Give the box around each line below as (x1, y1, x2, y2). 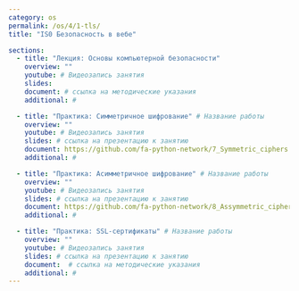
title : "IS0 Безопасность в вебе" (8, 29, 137, 38)
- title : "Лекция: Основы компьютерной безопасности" (16, 54, 220, 63)
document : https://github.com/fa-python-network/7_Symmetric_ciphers (24, 145, 289, 154)
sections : (8, 46, 46, 54)
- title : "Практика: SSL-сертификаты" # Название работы (16, 227, 233, 237)
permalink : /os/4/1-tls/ (8, 21, 101, 30)
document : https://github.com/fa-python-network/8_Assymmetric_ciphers (24, 203, 296, 212)
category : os (8, 12, 57, 22)
